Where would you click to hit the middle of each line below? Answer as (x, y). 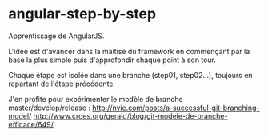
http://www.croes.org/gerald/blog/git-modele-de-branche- (130, 115)
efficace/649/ (31, 124)
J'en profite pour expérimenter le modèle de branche (96, 99)
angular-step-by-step (82, 14)
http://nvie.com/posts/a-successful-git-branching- (176, 108)
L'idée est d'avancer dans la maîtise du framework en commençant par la (129, 51)
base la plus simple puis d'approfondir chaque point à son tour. (112, 60)
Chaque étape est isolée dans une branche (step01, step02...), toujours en (131, 75)
